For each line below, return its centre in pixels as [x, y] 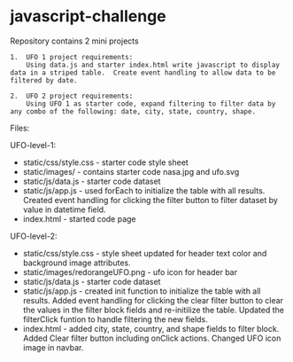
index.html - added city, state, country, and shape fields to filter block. [151, 328]
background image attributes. [77, 263]
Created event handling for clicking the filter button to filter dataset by [150, 200]
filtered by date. [44, 80]
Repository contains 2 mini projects [75, 41]
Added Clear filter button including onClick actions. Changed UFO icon [152, 338]
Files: [20, 128]
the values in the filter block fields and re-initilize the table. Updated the [153, 310]
